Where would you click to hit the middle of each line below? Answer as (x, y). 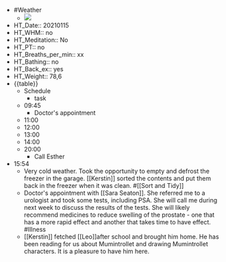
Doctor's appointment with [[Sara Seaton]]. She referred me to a (114, 193)
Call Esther (49, 156)
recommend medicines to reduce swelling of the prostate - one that (119, 215)
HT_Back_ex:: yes (38, 69)
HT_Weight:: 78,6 (38, 76)
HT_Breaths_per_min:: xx (49, 55)
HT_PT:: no (29, 47)
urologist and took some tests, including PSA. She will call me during (121, 200)
